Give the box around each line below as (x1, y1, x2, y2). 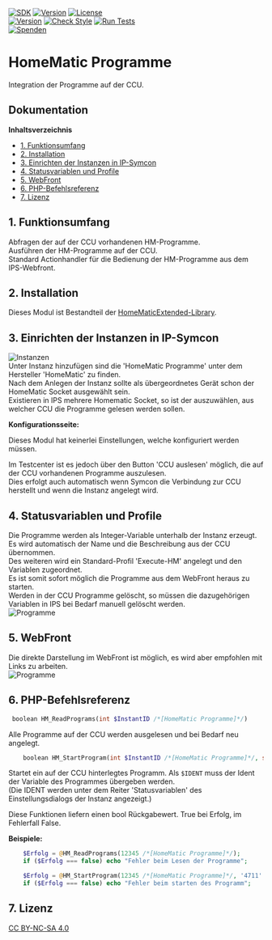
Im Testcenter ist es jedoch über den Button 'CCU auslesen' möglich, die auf (8, 459, 264, 469)
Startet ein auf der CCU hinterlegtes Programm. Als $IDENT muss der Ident (8, 769, 255, 778)
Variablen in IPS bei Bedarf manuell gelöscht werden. (8, 599, 186, 608)
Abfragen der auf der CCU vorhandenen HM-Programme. (8, 237, 201, 247)
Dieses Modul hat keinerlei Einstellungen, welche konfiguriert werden (8, 435, 240, 445)
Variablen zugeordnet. (8, 565, 83, 574)
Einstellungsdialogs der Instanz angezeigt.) (8, 794, 152, 804)
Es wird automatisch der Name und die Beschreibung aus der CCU (8, 539, 231, 548)
